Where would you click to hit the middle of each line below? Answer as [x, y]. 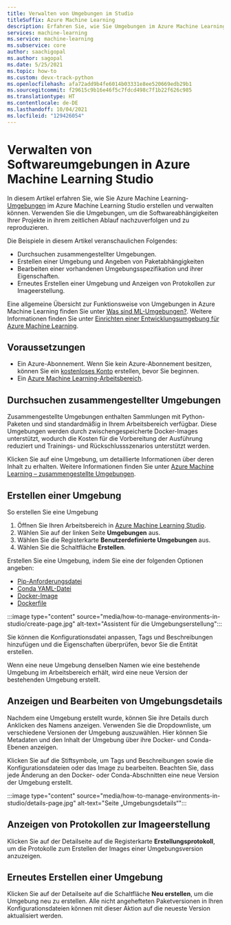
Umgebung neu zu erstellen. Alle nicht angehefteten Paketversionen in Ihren [115, 901]
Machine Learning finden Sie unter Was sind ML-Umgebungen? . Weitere [109, 311]
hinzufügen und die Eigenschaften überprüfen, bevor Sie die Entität [102, 644]
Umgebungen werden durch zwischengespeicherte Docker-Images [102, 431]
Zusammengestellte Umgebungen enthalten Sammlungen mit [94, 417]
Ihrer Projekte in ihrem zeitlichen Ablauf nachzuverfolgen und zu [98, 220]
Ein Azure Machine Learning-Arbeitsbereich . [80, 378]
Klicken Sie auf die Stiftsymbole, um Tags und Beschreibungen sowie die [110, 760]
